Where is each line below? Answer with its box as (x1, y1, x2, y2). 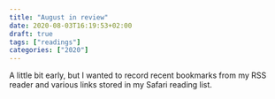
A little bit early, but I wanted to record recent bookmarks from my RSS (9, 70, 267, 80)
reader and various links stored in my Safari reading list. (9, 80, 212, 90)
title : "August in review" (9, 12, 109, 22)
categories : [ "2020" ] (9, 46, 89, 55)
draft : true (9, 29, 53, 38)
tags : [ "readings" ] (9, 37, 81, 47)
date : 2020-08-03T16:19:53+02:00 (9, 21, 133, 30)
